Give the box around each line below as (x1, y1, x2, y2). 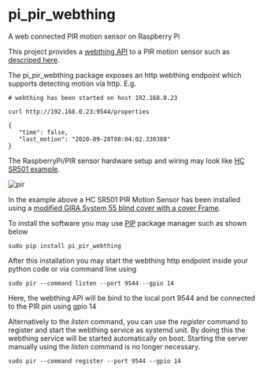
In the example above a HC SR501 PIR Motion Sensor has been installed (8, 194, 241, 204)
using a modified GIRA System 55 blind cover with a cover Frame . (8, 203, 221, 212)
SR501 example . (8, 164, 61, 174)
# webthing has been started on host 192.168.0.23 (8, 94, 178, 102)
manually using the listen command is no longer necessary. (8, 342, 201, 351)
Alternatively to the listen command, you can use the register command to (8, 316, 248, 326)
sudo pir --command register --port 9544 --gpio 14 (8, 356, 181, 365)
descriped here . (8, 55, 60, 65)
